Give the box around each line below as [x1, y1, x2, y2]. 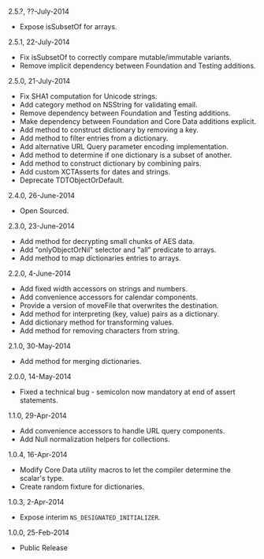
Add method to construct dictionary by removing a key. [19, 126, 199, 134]
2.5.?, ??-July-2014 [8, 7, 69, 16]
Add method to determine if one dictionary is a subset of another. [19, 150, 232, 159]
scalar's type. [19, 474, 65, 482]
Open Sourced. [19, 206, 69, 216]
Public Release [19, 543, 69, 552]
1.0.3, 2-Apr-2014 [8, 497, 65, 506]
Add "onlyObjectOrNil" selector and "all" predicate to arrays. [19, 245, 217, 254]
